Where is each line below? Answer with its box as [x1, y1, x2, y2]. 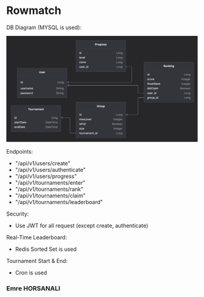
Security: [6, 210, 29, 217]
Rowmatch [6, 4, 62, 18]
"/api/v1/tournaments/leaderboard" [15, 199, 103, 205]
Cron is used [15, 269, 47, 276]
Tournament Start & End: [6, 258, 68, 264]
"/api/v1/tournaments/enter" [15, 179, 86, 186]
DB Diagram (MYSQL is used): [6, 24, 82, 31]
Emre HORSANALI [6, 284, 61, 292]
